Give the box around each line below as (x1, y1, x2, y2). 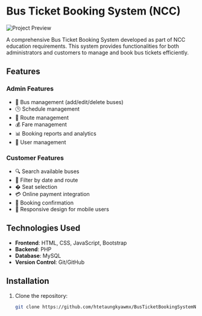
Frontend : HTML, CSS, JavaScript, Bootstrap (14, 239, 127, 246)
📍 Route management (14, 114, 69, 121)
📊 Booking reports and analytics (14, 130, 96, 137)
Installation (6, 276, 49, 286)
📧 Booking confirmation (14, 199, 74, 206)
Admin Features (6, 85, 54, 93)
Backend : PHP (14, 245, 52, 252)
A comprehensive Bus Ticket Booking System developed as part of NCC (6, 36, 186, 43)
